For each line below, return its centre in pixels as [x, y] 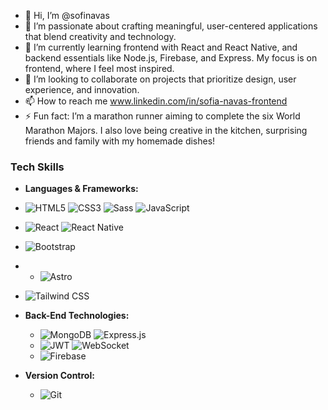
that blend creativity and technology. [100, 36]
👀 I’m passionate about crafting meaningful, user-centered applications [171, 26]
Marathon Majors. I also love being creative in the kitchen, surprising [166, 130]
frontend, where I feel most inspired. [99, 68]
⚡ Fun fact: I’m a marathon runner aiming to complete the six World [162, 116]
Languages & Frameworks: [81, 189]
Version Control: [59, 376]
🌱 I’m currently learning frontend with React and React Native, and [161, 47]
